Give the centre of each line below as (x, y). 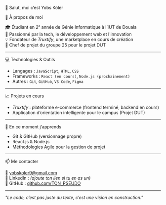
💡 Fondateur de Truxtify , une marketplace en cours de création (69, 39)
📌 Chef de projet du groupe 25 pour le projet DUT (56, 45)
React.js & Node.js (31, 142)
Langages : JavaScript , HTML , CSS (45, 71)
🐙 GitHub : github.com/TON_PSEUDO (43, 183)
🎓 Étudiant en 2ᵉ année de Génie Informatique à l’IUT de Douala (71, 27)
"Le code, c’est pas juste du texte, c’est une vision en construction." (74, 197)
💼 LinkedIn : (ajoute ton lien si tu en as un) (48, 178)
